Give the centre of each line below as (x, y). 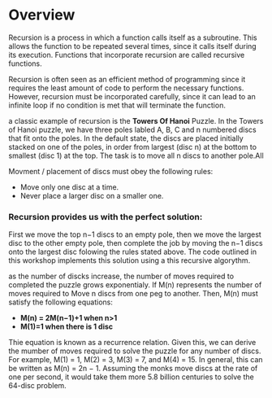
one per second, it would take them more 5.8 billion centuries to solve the (131, 377)
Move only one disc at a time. (69, 187)
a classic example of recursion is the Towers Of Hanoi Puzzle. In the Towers (136, 120)
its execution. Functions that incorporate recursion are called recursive (127, 55)
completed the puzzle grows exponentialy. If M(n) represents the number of (135, 285)
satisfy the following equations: (61, 302)
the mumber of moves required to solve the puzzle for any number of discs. (135, 351)
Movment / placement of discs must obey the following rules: (111, 171)
